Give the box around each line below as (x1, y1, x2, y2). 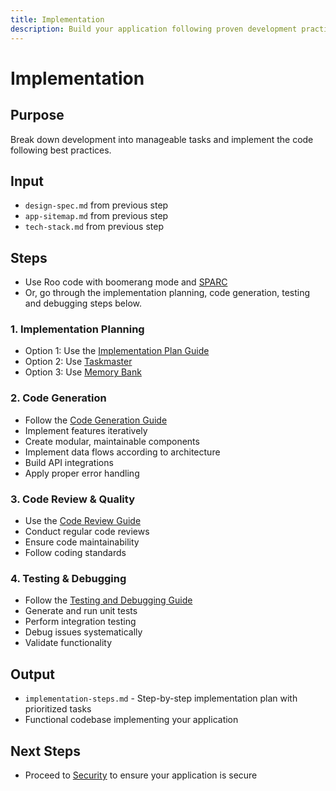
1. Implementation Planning (10, 322, 145, 336)
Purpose (10, 107, 65, 124)
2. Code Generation (10, 391, 107, 405)
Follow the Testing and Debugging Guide (24, 594, 193, 606)
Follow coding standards (24, 547, 127, 559)
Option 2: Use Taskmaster (24, 356, 133, 368)
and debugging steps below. (24, 297, 143, 310)
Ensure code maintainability (24, 536, 140, 548)
